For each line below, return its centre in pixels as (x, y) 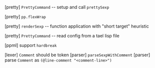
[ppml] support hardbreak (31, 45)
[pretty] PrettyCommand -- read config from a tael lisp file (62, 36)
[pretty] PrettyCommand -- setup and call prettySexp (57, 7)
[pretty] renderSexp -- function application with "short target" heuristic (77, 26)
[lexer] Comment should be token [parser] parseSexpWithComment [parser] (77, 55)
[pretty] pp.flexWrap (25, 17)
